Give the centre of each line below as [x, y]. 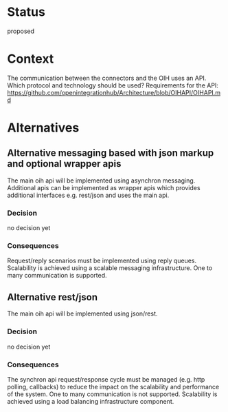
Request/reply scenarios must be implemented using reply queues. [102, 261]
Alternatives [43, 128]
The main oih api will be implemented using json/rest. [82, 313]
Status [26, 12]
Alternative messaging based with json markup [111, 153]
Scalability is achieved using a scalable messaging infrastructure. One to [110, 268]
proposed [21, 31]
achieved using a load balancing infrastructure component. [91, 401]
